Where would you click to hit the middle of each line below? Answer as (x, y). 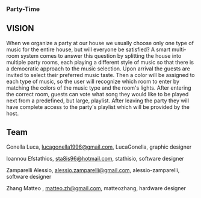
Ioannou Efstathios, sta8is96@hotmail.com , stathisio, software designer (95, 158)
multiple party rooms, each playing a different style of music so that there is (100, 62)
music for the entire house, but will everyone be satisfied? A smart (88, 49)
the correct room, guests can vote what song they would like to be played (97, 94)
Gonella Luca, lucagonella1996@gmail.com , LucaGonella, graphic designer (99, 147)
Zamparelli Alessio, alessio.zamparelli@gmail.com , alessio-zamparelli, (93, 170)
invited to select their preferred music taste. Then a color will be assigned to (100, 75)
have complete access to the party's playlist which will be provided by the (98, 107)
